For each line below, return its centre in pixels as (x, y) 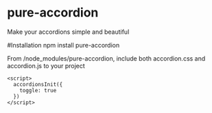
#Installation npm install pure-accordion (63, 45)
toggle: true (38, 90)
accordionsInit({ (38, 84)
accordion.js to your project (46, 65)
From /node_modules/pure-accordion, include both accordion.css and (106, 58)
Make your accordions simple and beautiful (68, 32)
